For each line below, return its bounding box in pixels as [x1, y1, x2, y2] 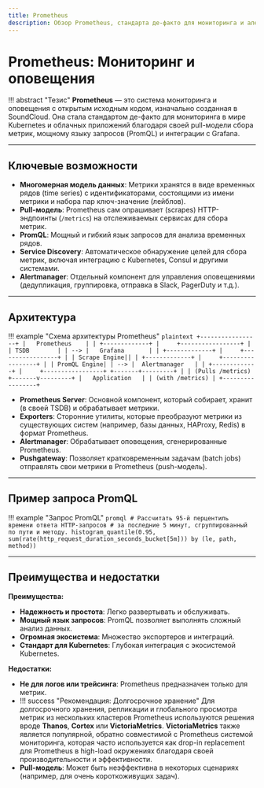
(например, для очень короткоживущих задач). [19, 771, 180, 780]
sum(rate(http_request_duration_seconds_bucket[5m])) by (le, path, [8, 535, 237, 543]
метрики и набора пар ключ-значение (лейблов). [19, 197, 186, 206]
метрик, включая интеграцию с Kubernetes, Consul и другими [19, 255, 229, 265]
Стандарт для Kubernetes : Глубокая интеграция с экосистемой [19, 640, 236, 649]
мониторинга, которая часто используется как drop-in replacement [19, 738, 245, 747]
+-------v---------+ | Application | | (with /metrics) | [8, 375, 216, 383]
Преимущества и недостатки [8, 571, 160, 584]
